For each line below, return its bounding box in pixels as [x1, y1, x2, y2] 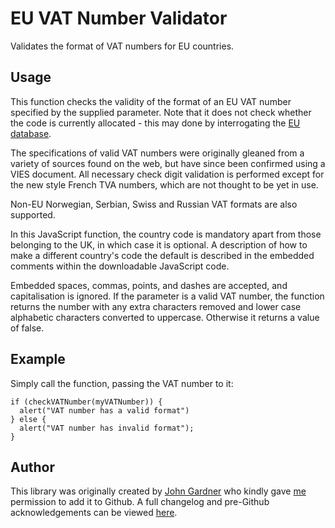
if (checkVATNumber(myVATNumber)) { [10, 397, 163, 407]
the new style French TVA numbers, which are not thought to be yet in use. [10, 178, 319, 191]
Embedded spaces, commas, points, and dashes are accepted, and [10, 279, 288, 291]
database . [10, 127, 52, 139]
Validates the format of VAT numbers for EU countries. [10, 40, 235, 52]
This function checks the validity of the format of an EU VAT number [10, 95, 292, 107]
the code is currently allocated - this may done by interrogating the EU [10, 117, 301, 129]
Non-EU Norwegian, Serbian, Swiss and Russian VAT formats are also [10, 198, 298, 210]
